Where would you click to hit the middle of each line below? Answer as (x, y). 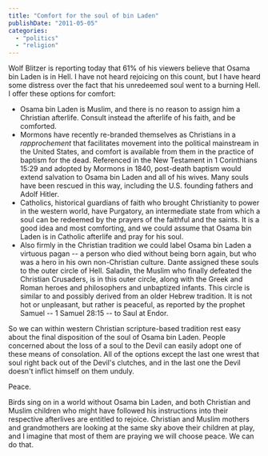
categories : (28, 30)
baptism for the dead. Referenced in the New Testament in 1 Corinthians (138, 160)
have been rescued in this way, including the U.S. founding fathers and (136, 186)
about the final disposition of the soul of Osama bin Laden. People (117, 338)
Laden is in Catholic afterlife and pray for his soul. (102, 237)
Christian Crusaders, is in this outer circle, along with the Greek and (131, 279)
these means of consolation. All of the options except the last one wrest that (134, 354)
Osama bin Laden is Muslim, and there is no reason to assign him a (130, 110)
